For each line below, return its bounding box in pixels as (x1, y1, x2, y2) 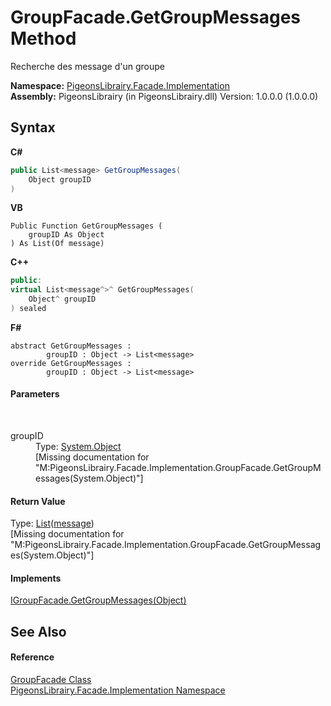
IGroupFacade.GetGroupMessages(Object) (10, 594, 187, 606)
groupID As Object (28, 230, 105, 240)
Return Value (10, 495, 66, 507)
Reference (10, 651, 55, 663)
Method (10, 27, 77, 50)
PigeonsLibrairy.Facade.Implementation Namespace (10, 684, 226, 696)
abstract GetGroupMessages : (10, 341, 132, 351)
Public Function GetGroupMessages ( (10, 221, 163, 231)
